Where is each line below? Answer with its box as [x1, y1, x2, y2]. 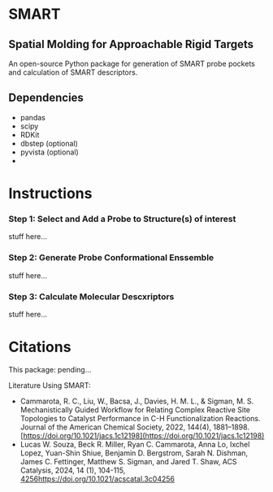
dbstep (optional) [19, 138, 79, 148]
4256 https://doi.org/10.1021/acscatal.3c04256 [19, 473, 175, 484]
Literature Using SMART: [8, 380, 91, 390]
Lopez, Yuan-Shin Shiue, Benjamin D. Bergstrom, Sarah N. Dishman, [19, 448, 249, 458]
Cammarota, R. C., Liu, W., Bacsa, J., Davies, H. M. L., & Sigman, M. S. [19, 396, 254, 406]
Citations [8, 338, 71, 356]
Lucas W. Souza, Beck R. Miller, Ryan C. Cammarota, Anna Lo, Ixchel [19, 439, 250, 449]
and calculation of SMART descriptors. [8, 67, 138, 77]
